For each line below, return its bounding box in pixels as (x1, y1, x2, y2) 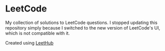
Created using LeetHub (5, 39, 54, 45)
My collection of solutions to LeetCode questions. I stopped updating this (5, 19, 158, 25)
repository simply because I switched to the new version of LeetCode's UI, (5, 24, 160, 30)
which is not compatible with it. (5, 30, 70, 36)
